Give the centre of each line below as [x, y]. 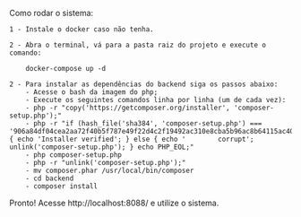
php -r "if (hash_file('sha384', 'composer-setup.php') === [147, 124]
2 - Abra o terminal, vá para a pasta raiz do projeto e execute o [138, 45]
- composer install [62, 187]
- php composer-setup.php [74, 155]
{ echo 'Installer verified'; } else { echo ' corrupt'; [132, 139]
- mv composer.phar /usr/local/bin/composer [110, 170]
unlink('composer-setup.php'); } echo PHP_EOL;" [102, 147]
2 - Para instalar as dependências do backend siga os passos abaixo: [144, 84]
